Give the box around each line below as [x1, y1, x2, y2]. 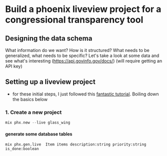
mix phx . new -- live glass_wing [5, 120, 70, 125]
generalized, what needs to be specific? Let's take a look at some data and [5, 52, 159, 58]
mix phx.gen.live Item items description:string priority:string [5, 142, 146, 147]
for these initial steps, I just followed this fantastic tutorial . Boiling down [12, 91, 159, 97]
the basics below [12, 96, 48, 102]
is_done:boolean [5, 146, 39, 151]
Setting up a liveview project [5, 77, 96, 86]
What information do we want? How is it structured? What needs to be [5, 47, 150, 53]
